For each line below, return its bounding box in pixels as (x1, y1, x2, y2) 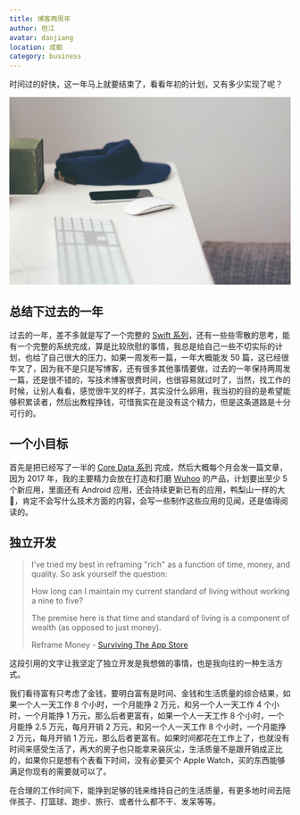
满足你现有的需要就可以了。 (9, 766, 112, 777)
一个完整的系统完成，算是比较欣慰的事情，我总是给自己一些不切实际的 (16, 340, 275, 352)
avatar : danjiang (9, 33, 74, 42)
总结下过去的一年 (9, 304, 104, 320)
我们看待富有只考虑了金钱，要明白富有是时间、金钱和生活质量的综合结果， (9, 688, 283, 699)
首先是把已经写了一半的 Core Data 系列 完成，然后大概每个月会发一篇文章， (9, 462, 288, 472)
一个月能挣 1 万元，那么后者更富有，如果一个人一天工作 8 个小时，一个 (24, 711, 285, 721)
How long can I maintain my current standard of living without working (30, 586, 290, 597)
